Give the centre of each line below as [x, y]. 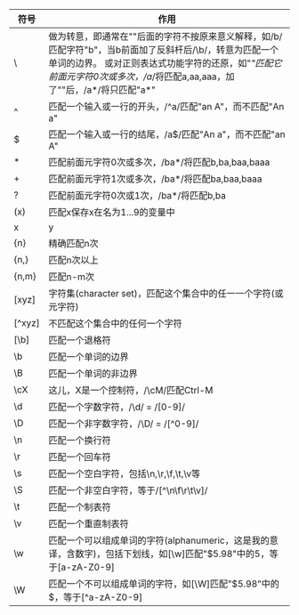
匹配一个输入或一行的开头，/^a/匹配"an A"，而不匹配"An [166, 106]
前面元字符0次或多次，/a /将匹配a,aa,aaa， [137, 77]
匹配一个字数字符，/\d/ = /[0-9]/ [117, 407]
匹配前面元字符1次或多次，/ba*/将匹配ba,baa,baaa [155, 179]
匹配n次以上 [74, 260]
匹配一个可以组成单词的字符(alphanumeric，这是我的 [159, 540]
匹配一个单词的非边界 [93, 373]
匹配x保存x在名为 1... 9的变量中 [112, 212]
